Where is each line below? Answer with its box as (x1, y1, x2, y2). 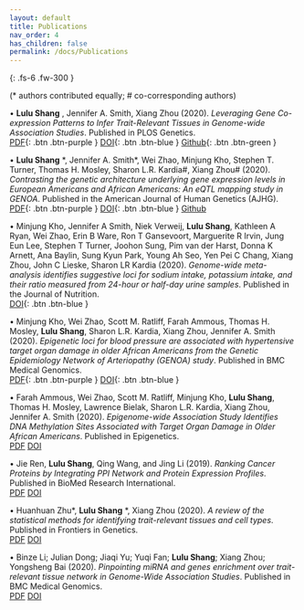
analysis (9, 269, 41, 280)
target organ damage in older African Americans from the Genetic (9, 345, 259, 356)
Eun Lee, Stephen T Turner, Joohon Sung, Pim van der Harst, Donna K (9, 240, 274, 251)
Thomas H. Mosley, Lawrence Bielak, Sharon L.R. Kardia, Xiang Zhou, (9, 402, 271, 413)
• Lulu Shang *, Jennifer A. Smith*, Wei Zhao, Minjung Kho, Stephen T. (9, 154, 275, 165)
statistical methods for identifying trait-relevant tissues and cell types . (9, 515, 274, 526)
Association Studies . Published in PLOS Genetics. (9, 127, 196, 138)
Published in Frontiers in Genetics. (9, 524, 139, 535)
